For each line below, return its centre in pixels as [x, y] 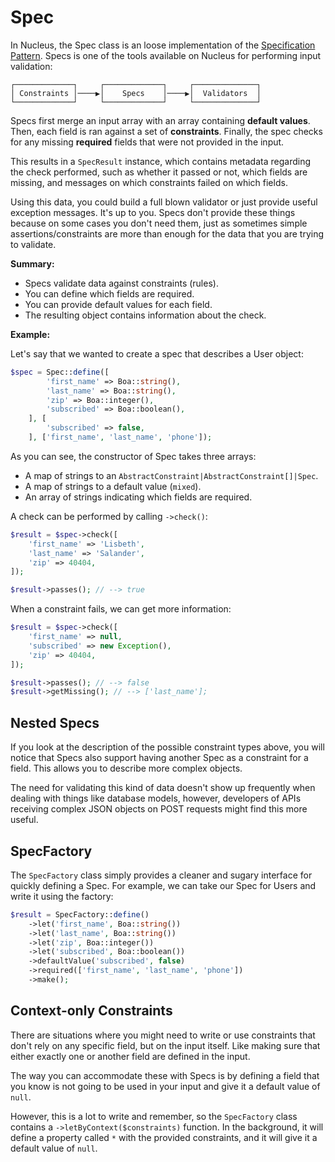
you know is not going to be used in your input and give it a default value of [165, 1086]
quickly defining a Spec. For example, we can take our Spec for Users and [163, 885]
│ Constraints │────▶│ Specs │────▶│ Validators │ [136, 93]
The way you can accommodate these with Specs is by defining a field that [165, 1075]
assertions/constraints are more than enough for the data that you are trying [167, 233]
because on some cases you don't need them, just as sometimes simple [159, 223]
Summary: [32, 263]
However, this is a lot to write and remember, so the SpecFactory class [154, 1116]
